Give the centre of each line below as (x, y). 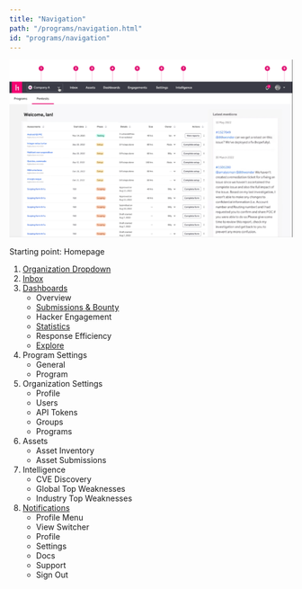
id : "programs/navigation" (60, 38)
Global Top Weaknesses (80, 488)
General (50, 364)
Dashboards (45, 288)
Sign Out (52, 575)
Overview (53, 298)
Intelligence (44, 469)
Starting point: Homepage (57, 251)
